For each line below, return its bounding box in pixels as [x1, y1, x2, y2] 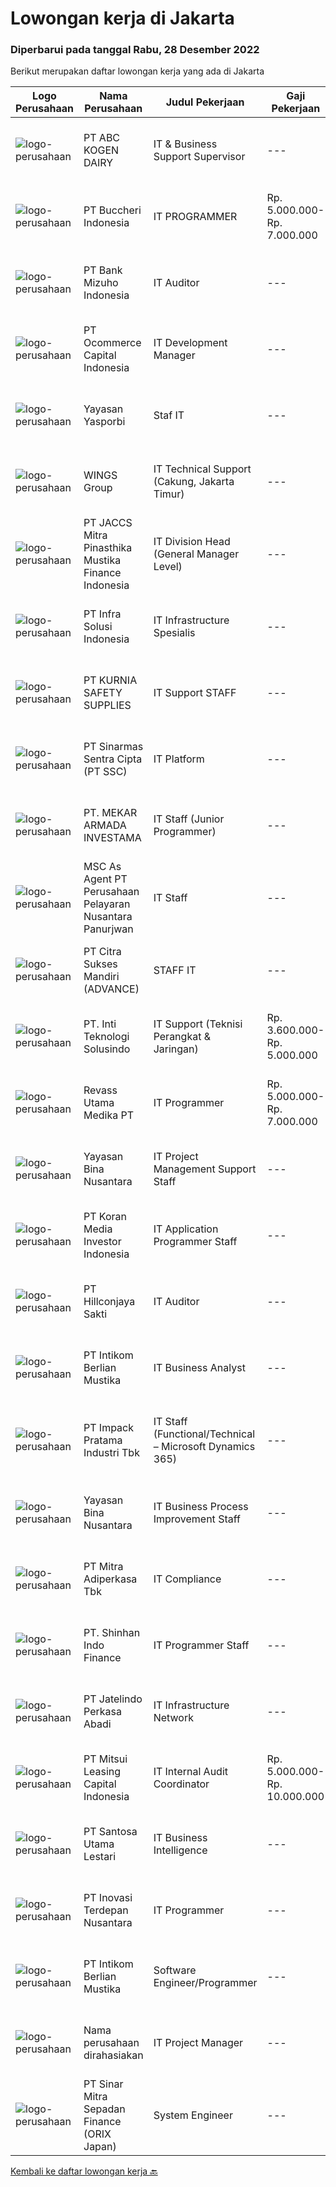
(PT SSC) [83, 765, 128, 779]
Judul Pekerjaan [165, 95, 245, 109]
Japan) [83, 2140, 117, 2154]
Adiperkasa [83, 1572, 138, 1586]
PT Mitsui [83, 1752, 128, 1766]
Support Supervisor [153, 150, 246, 164]
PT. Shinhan [83, 1626, 141, 1640]
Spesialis [153, 626, 196, 640]
